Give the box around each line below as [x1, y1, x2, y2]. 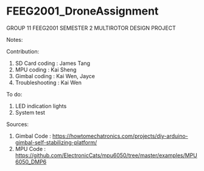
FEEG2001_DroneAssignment [6, 4, 159, 18]
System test [15, 109, 46, 116]
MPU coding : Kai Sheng [15, 65, 77, 73]
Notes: [6, 36, 23, 43]
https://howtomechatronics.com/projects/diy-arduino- [52, 132, 189, 139]
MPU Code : [15, 145, 46, 152]
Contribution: [6, 47, 40, 55]
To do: [6, 90, 23, 98]
